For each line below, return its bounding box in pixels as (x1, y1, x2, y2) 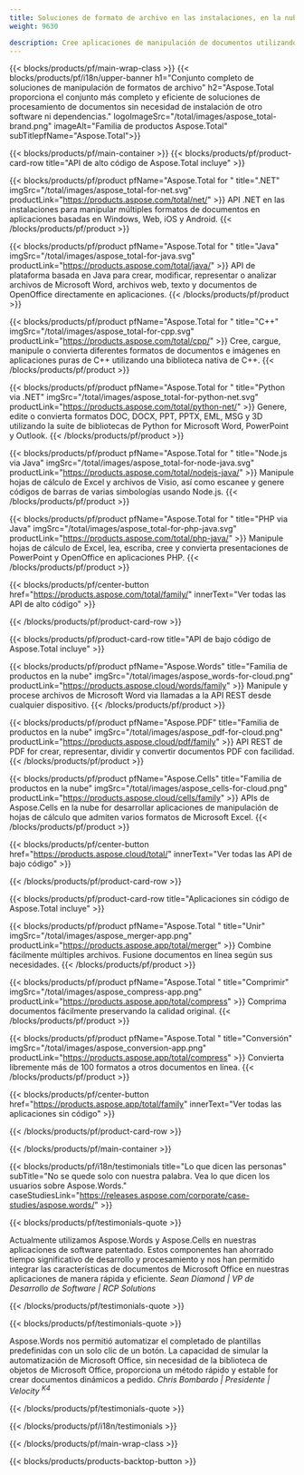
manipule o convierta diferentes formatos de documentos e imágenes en (9, 346, 280, 357)
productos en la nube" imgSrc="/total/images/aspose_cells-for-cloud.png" (9, 783, 288, 794)
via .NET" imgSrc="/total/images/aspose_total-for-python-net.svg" (9, 392, 260, 403)
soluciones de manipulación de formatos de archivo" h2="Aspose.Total (9, 83, 274, 93)
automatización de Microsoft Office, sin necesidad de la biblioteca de (9, 1355, 268, 1366)
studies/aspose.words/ (9, 1199, 95, 1211)
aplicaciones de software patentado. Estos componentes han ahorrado (9, 1245, 274, 1255)
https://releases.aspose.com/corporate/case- (79, 1190, 251, 1201)
